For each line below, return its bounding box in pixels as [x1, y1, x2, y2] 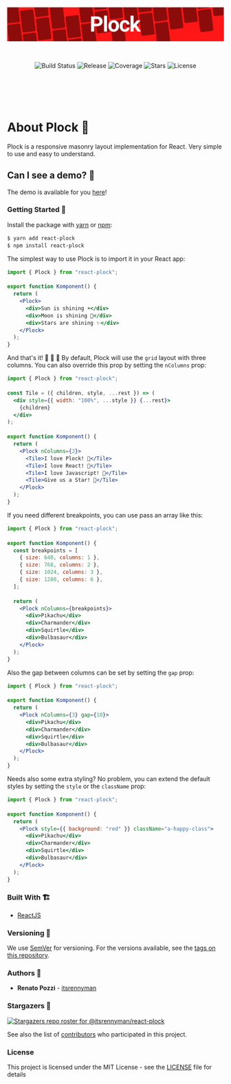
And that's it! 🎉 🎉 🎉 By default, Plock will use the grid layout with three [7, 354, 206, 362]
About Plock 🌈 [7, 119, 89, 135]
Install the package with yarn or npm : [7, 220, 113, 229]
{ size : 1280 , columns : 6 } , [19, 576, 103, 583]
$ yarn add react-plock [7, 235, 76, 242]
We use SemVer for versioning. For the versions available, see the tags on [7, 944, 216, 953]
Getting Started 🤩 [7, 205, 67, 215]
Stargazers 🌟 [7, 1001, 52, 1011]
